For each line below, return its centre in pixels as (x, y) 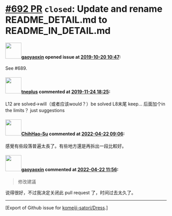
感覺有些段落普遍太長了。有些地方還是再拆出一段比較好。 (66, 146)
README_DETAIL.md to (56, 20)
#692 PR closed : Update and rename (84, 9)
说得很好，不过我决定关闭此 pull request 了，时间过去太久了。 (71, 193)
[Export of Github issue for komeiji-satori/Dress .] (57, 208)
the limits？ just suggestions (35, 110)
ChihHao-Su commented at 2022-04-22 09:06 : (73, 134)
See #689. (16, 68)
